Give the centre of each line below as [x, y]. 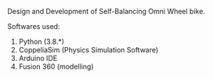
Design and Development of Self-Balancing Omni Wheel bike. [106, 11]
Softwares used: [34, 26]
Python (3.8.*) [41, 41]
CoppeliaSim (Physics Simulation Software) [88, 50]
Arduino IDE [38, 58]
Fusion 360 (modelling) [56, 66]
